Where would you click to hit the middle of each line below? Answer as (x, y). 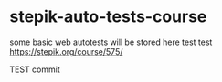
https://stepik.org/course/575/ (66, 51)
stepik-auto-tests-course (108, 17)
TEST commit (35, 69)
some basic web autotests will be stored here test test (111, 42)
